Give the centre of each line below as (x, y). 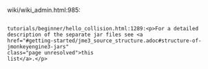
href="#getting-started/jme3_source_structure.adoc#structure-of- (104, 41)
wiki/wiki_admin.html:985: (44, 10)
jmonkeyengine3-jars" (38, 47)
